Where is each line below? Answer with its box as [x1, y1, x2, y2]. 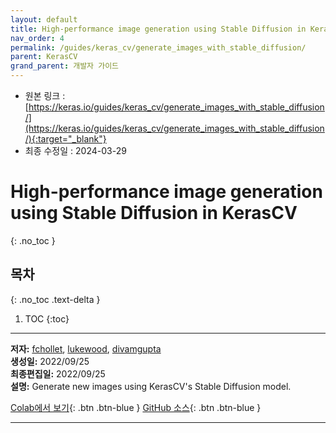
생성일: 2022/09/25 [10, 355, 90, 367]
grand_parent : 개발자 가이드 [10, 61, 120, 71]
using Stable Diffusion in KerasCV [10, 202, 298, 225]
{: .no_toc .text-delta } [10, 293, 101, 305]
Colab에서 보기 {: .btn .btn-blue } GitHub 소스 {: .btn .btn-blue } [10, 401, 262, 413]
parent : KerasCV [10, 52, 78, 62]
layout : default [10, 14, 78, 25]
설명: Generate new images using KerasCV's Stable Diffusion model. [10, 380, 292, 392]
